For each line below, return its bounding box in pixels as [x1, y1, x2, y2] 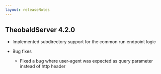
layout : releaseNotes [5, 7, 50, 12]
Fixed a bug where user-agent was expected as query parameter [19, 58, 153, 64]
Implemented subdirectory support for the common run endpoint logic [12, 39, 157, 45]
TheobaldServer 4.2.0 [5, 26, 76, 34]
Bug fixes [12, 48, 32, 55]
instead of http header [19, 63, 66, 70]
